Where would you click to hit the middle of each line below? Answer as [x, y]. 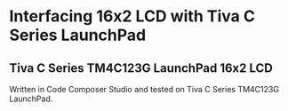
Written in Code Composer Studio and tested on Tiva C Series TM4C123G [144, 89]
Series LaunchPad [78, 35]
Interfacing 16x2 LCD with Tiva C [132, 16]
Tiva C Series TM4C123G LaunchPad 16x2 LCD [141, 68]
